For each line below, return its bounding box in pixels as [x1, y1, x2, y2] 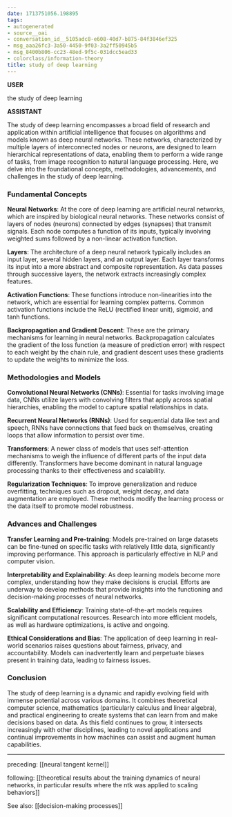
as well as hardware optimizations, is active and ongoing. [7, 620, 170, 629]
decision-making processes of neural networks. [7, 592, 144, 601]
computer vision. [7, 557, 55, 565]
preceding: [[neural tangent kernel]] [7, 760, 109, 768]
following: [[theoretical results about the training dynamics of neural [7, 773, 200, 782]
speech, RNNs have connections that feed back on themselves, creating [7, 424, 213, 432]
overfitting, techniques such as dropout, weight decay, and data [7, 487, 189, 496]
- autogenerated [7, 23, 54, 30]
